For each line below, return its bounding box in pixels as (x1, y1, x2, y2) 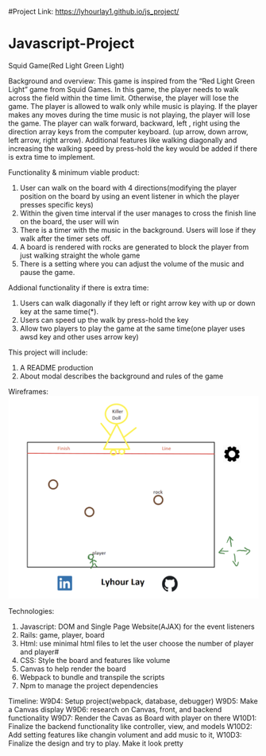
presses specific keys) (19, 200, 94, 209)
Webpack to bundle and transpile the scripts (19, 673, 165, 682)
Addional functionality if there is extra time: (8, 282, 149, 293)
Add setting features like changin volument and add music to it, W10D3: (8, 731, 242, 740)
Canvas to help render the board (19, 664, 127, 674)
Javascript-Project (8, 35, 135, 52)
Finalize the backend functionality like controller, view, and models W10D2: (8, 722, 253, 731)
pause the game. (19, 267, 75, 277)
